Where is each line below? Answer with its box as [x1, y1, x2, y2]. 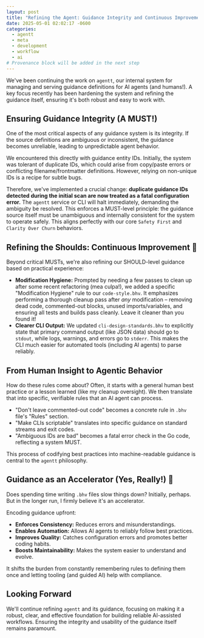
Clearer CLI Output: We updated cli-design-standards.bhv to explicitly [15, 322, 194, 329]
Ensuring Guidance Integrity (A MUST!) [6, 113, 158, 124]
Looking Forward [6, 589, 72, 600]
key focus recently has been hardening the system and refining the [6, 89, 174, 97]
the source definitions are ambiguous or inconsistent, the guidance [6, 136, 174, 144]
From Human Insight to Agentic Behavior [6, 365, 163, 376]
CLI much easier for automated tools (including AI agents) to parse [15, 342, 182, 349]
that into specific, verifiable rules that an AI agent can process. [6, 394, 163, 402]
